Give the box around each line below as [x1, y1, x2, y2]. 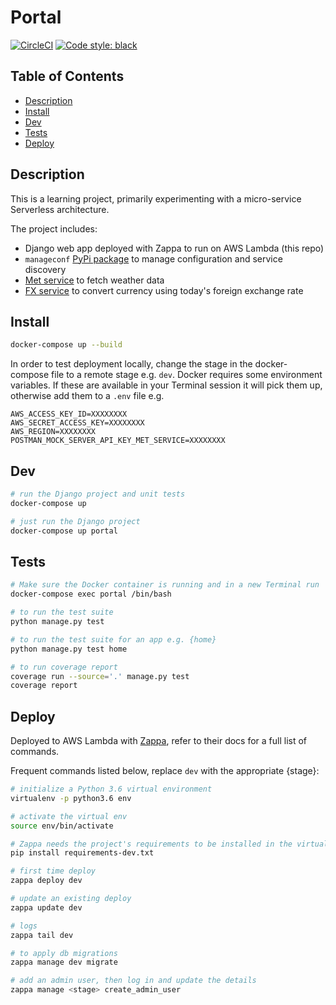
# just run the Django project [10, 516, 141, 526]
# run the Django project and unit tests [10, 489, 186, 500]
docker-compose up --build [10, 340, 123, 350]
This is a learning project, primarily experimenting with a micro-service [10, 192, 302, 205]
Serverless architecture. [10, 203, 110, 215]
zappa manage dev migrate [10, 957, 118, 968]
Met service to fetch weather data [24, 274, 165, 286]
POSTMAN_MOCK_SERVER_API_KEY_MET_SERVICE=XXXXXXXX [10, 436, 226, 446]
